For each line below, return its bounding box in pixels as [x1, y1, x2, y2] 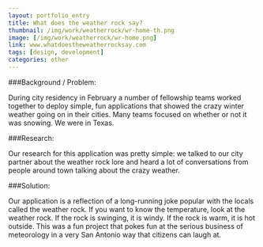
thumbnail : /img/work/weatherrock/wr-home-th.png [8, 26, 175, 34]
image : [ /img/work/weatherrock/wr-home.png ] [8, 33, 157, 42]
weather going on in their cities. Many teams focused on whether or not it [8, 109, 247, 119]
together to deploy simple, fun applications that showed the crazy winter [8, 101, 245, 111]
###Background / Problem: [8, 77, 96, 87]
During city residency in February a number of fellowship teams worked [8, 93, 242, 102]
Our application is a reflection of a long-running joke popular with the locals [8, 196, 254, 206]
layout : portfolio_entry [8, 11, 90, 20]
